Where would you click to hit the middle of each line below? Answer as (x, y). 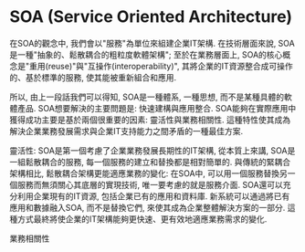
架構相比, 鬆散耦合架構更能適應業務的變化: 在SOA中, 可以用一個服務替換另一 (152, 173)
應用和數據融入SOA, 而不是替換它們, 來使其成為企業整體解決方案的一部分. (147, 207)
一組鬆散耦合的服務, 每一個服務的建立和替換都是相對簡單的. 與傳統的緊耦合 (150, 162)
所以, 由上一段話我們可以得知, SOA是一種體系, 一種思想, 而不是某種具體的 (147, 97)
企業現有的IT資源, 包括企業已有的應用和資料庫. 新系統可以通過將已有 (162, 196)
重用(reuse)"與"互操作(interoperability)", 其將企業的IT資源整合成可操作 (161, 66)
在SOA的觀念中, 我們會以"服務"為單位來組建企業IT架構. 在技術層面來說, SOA (152, 43)
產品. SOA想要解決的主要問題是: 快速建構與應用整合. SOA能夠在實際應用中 (157, 108)
